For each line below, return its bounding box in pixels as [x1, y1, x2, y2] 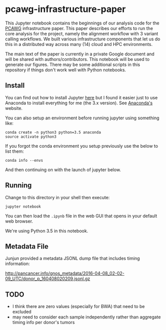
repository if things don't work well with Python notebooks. [5, 66, 126, 73]
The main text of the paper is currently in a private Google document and [5, 51, 155, 57]
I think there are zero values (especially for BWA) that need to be [12, 304, 145, 310]
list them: [5, 148, 24, 154]
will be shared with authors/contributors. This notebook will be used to [5, 56, 150, 62]
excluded [12, 309, 31, 315]
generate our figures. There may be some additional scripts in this [5, 61, 140, 67]
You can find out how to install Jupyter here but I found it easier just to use [5, 94, 158, 100]
